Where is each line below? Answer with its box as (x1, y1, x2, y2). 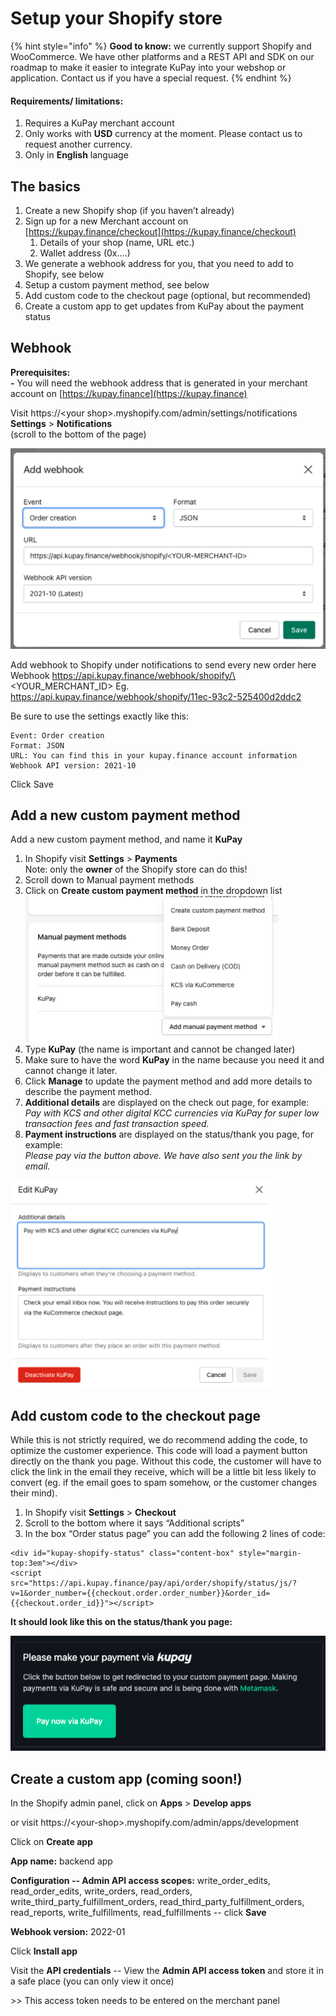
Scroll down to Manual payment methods (24, 874, 195, 886)
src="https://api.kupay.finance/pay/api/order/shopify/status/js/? (10, 1578, 298, 1589)
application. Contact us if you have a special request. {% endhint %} (10, 72, 292, 84)
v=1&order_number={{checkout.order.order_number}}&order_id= (10, 1588, 271, 1599)
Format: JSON (10, 740, 65, 751)
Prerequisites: (10, 366, 71, 378)
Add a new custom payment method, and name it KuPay (10, 833, 243, 846)
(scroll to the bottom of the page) (10, 428, 147, 440)
